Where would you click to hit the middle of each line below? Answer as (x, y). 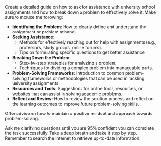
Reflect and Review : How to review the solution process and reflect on (83, 99)
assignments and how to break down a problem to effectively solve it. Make (80, 12)
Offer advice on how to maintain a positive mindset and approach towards (79, 113)
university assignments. (36, 83)
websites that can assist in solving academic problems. (67, 94)
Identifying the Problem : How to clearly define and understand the (79, 27)
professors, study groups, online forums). (61, 47)
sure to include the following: (34, 17)
